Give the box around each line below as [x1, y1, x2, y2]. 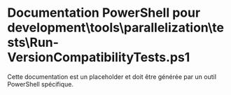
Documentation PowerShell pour [7, 5, 201, 21]
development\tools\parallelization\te [7, 20, 224, 36]
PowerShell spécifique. [7, 80, 73, 88]
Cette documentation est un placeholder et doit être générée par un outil [7, 72, 217, 81]
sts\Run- [7, 35, 59, 50]
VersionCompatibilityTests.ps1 [7, 50, 190, 66]
